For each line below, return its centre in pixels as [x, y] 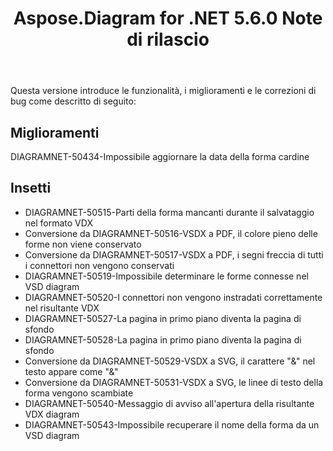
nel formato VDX [58, 223]
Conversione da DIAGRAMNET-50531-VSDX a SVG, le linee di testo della [174, 382]
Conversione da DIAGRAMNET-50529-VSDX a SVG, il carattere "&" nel [170, 361]
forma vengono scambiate [79, 393]
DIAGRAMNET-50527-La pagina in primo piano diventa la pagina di [163, 318]
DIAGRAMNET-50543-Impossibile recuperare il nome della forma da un [172, 424]
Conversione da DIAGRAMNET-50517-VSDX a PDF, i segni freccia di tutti [174, 254]
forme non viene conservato [83, 244]
